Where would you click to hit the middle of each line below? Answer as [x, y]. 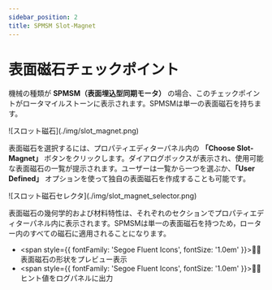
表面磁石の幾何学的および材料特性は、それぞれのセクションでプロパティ [129, 213]
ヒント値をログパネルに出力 [67, 278]
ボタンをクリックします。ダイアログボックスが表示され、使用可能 [154, 158]
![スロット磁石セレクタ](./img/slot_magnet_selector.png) [103, 196]
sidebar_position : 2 [43, 17]
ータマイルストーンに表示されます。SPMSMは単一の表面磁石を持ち [142, 104]
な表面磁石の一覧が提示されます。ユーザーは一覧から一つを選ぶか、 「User [132, 169]
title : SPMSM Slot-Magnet [52, 26]
